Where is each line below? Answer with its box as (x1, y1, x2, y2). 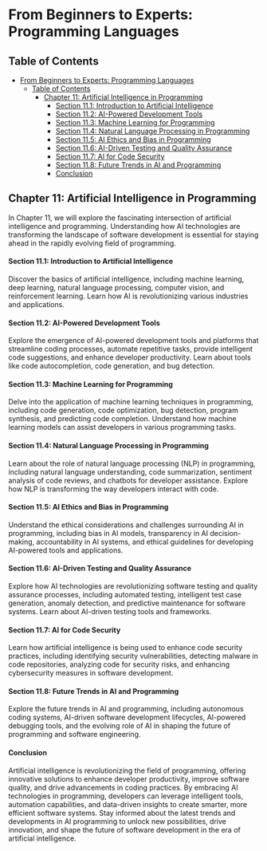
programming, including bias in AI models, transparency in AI (8, 528, 209, 538)
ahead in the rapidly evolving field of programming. (8, 238, 177, 248)
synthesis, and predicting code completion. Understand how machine (8, 414, 237, 424)
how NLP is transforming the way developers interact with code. (8, 484, 219, 494)
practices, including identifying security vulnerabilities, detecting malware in (8, 652, 259, 661)
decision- (210, 528, 241, 538)
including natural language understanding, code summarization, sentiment (8, 467, 253, 476)
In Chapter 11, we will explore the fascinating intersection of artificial (8, 213, 232, 223)
